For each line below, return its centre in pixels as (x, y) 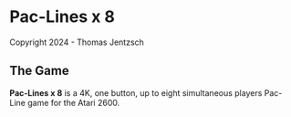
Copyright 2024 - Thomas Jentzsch (77, 42)
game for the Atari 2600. (73, 102)
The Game (40, 71)
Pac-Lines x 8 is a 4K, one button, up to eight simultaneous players (136, 92)
